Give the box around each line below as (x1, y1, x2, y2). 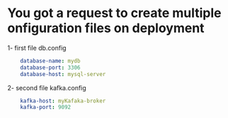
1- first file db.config (7, 43, 67, 52)
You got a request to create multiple (7, 5, 222, 21)
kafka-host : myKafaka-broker (20, 97, 106, 104)
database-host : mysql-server (20, 70, 106, 77)
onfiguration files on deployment (7, 20, 205, 36)
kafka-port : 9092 (20, 104, 72, 111)
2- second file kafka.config (7, 83, 86, 92)
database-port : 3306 (20, 64, 81, 71)
